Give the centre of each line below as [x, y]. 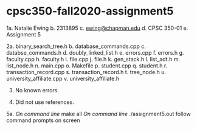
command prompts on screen [43, 120]
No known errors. [37, 90]
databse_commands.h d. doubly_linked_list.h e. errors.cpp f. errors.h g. [95, 52]
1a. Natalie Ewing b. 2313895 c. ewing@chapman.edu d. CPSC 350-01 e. [97, 28]
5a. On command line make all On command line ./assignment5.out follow [98, 114]
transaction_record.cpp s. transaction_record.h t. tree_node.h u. [86, 72]
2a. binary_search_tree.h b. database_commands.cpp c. [76, 46]
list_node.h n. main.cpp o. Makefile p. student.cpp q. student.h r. [87, 66]
